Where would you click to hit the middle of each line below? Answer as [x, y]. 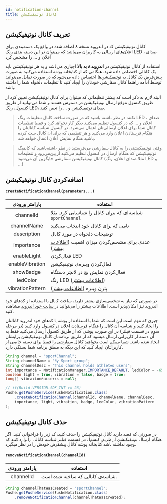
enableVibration [27, 264]
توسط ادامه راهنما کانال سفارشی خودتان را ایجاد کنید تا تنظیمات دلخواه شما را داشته [83, 82]
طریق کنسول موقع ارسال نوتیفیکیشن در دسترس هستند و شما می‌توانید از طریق [79, 103]
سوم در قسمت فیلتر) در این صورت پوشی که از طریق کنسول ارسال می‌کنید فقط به [83, 331]
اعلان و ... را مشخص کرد [28, 57]
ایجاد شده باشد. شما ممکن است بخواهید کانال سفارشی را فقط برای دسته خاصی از [82, 342]
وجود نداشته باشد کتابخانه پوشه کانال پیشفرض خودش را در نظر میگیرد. [71, 444]
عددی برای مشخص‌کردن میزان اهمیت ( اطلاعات [100, 242]
